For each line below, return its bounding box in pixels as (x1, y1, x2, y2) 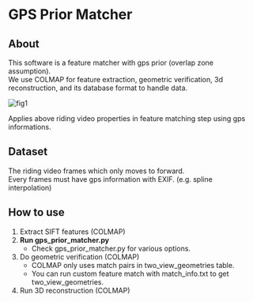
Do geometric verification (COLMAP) (19, 251, 140, 262)
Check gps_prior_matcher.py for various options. (31, 243, 191, 253)
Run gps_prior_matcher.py (19, 235, 109, 244)
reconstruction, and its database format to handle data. (8, 83, 188, 92)
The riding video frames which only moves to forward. (8, 166, 185, 176)
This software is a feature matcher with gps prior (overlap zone (8, 58, 213, 67)
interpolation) (8, 183, 52, 192)
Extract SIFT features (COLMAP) (19, 227, 126, 236)
